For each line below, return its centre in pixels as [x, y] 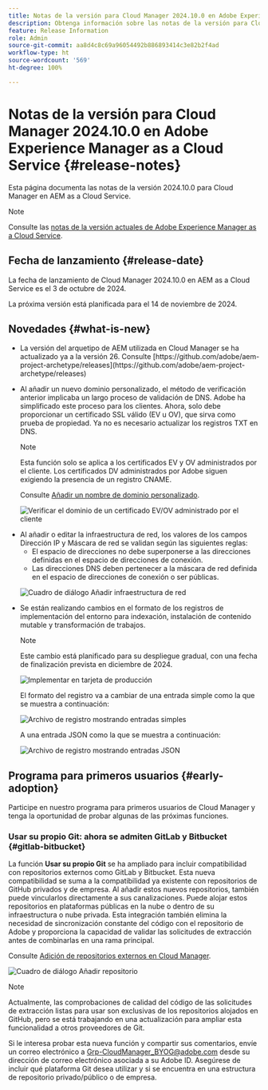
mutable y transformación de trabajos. [83, 625]
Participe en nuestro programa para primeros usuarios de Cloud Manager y [132, 808]
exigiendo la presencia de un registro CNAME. [96, 480]
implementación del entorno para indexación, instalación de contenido [135, 617]
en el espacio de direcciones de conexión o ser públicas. [125, 577]
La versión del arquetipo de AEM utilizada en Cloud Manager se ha [129, 348]
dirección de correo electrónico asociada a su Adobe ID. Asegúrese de [124, 1060]
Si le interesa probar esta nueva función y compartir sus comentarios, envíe [133, 1044]
